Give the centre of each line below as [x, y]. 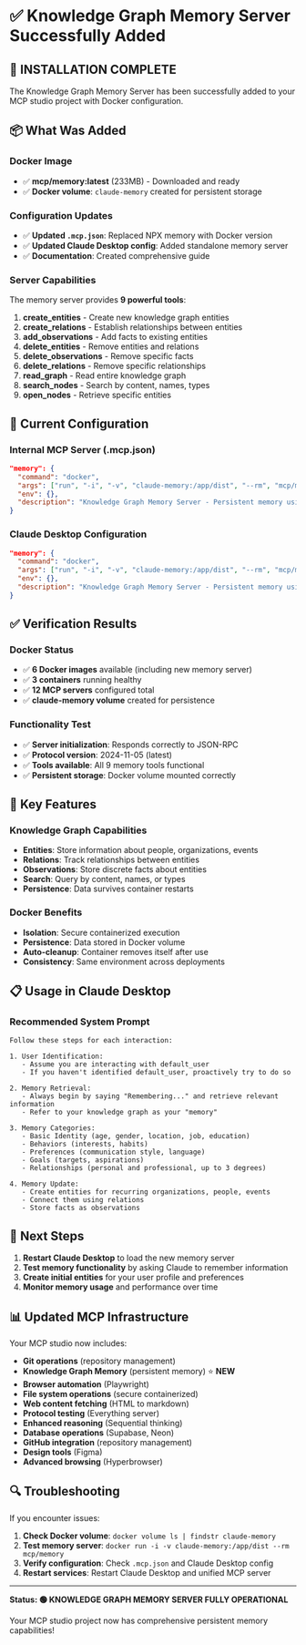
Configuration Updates [61, 215]
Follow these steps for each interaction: [91, 1041]
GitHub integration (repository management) [107, 1443]
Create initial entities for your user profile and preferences [133, 1278]
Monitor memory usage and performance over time [120, 1287]
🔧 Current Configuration [79, 423]
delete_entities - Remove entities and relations [111, 346]
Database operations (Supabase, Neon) [98, 1433]
